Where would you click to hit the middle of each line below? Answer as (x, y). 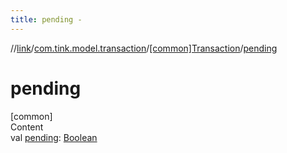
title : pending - (46, 19)
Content (27, 127)
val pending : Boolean (54, 137)
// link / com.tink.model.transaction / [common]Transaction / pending (144, 48)
